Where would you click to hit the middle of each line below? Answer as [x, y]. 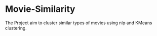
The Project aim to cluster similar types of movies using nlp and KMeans [78, 23]
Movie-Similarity [40, 9]
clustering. [16, 28]
